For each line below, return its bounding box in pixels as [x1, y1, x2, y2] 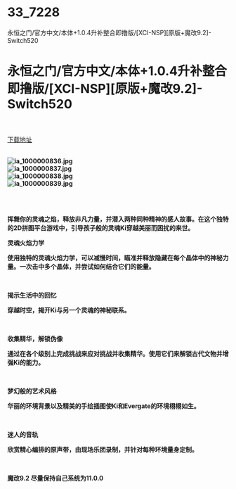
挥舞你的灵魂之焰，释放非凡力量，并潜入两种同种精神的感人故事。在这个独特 [7, 215, 229, 223]
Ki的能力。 [13, 358, 44, 367]
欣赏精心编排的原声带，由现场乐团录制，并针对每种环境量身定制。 [7, 445, 198, 454]
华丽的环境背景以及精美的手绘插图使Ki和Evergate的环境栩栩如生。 [7, 402, 200, 410]
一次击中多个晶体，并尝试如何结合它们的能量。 [19, 262, 155, 271]
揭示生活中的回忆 [7, 291, 57, 299]
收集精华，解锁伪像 [7, 334, 63, 343]
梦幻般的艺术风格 [7, 386, 57, 395]
